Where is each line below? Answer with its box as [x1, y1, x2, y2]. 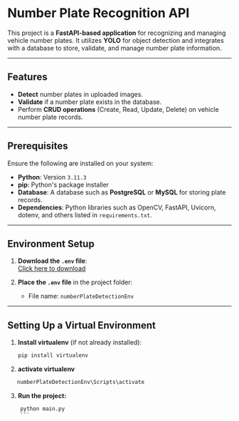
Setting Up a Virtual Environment [7, 319, 156, 331]
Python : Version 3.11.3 [17, 172, 87, 181]
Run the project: [17, 391, 67, 400]
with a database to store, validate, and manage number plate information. [7, 43, 222, 52]
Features [7, 71, 48, 83]
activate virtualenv [17, 365, 75, 373]
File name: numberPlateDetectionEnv [28, 292, 134, 301]
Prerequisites [7, 140, 68, 152]
